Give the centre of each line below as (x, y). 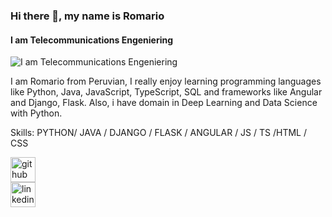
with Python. (36, 113)
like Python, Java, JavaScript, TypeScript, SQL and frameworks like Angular (166, 92)
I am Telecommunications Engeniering (92, 40)
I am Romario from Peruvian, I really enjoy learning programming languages (166, 81)
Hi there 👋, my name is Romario (87, 16)
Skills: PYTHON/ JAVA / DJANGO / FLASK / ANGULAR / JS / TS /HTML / (158, 133)
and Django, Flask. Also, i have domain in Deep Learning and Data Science (164, 103)
